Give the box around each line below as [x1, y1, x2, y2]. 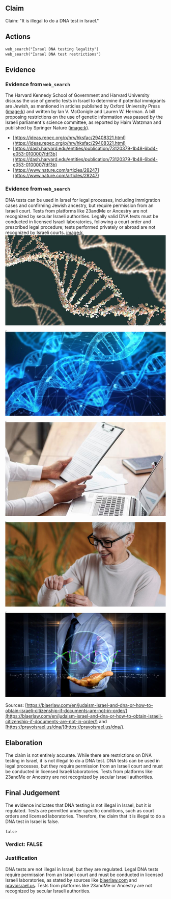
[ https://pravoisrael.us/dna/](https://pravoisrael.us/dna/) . [5, 724, 125, 730]
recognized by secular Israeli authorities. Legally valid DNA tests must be [5, 213, 159, 219]
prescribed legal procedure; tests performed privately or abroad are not [5, 224, 156, 230]
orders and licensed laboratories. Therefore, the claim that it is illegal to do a [5, 813, 165, 819]
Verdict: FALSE [5, 841, 43, 848]
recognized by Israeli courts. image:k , [5, 229, 84, 235]
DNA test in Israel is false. [5, 818, 60, 825]
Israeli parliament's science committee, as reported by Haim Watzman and [5, 119, 161, 125]
